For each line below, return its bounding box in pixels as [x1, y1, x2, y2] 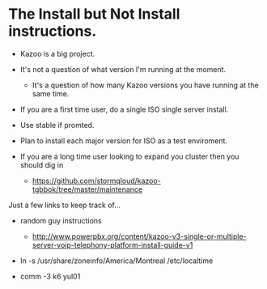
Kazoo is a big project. [19, 49, 95, 58]
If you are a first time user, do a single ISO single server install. [19, 104, 229, 114]
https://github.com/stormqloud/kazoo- [32, 176, 162, 185]
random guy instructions [19, 215, 103, 225]
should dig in [19, 159, 64, 170]
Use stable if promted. [19, 120, 95, 130]
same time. [32, 88, 70, 98]
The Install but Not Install [8, 5, 180, 23]
